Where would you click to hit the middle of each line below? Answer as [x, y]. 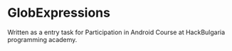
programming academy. [42, 39]
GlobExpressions [59, 13]
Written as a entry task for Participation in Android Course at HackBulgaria [116, 32]
